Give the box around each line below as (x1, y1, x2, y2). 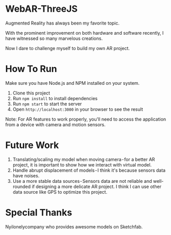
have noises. (12, 172, 40, 179)
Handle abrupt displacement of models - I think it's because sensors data (12, 167, 166, 173)
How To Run (5, 63, 57, 75)
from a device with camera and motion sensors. (5, 121, 106, 128)
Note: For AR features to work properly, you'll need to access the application (5, 116, 166, 122)
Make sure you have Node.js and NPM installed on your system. (5, 80, 140, 86)
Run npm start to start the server (12, 101, 82, 107)
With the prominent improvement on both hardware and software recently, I (5, 30, 164, 36)
